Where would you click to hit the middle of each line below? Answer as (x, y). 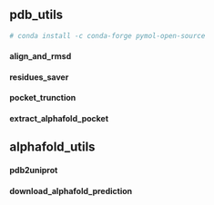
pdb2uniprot (34, 171)
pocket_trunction (43, 98)
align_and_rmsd (41, 56)
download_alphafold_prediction (71, 190)
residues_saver (39, 77)
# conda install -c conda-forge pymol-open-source (107, 35)
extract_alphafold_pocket (59, 119)
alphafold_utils (52, 147)
